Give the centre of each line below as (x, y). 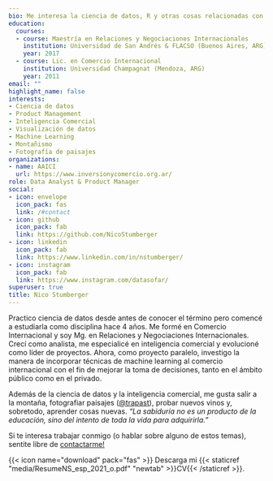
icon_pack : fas (41, 204)
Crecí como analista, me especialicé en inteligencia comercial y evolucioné (134, 344)
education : (27, 24)
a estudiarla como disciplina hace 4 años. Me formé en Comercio (117, 326)
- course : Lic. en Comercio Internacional (89, 62)
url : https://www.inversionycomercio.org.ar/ (94, 174)
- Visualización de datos (52, 129)
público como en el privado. (55, 378)
